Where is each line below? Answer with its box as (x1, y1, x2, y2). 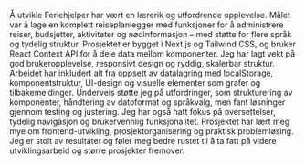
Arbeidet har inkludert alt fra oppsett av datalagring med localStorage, (9, 67, 274, 78)
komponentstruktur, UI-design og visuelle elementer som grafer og (9, 77, 261, 88)
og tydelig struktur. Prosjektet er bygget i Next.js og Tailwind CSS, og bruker (9, 38, 297, 49)
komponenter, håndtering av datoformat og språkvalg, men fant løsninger (9, 97, 286, 108)
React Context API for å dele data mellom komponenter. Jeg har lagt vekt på (9, 48, 296, 59)
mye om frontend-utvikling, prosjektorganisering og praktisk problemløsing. (9, 126, 294, 137)
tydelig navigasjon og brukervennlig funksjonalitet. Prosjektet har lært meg (9, 116, 290, 127)
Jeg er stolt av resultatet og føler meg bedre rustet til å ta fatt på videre (9, 136, 277, 146)
